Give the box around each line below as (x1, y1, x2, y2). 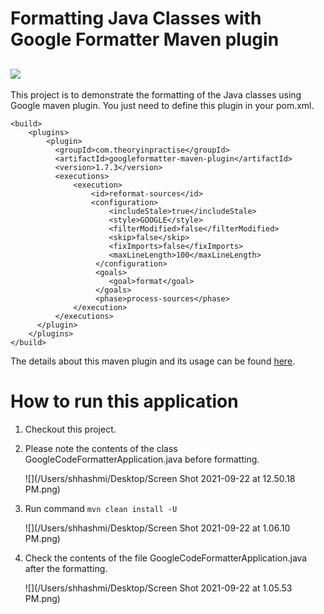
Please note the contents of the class (24, 442, 178, 454)
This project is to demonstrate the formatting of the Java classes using (10, 89, 302, 101)
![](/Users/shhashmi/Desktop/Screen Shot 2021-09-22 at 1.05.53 (24, 582, 293, 594)
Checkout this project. (24, 423, 117, 435)
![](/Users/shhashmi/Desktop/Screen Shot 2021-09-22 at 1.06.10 (24, 522, 291, 534)
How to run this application (10, 390, 239, 413)
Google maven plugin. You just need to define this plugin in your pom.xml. (10, 100, 315, 111)
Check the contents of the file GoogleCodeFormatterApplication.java (24, 552, 308, 564)
